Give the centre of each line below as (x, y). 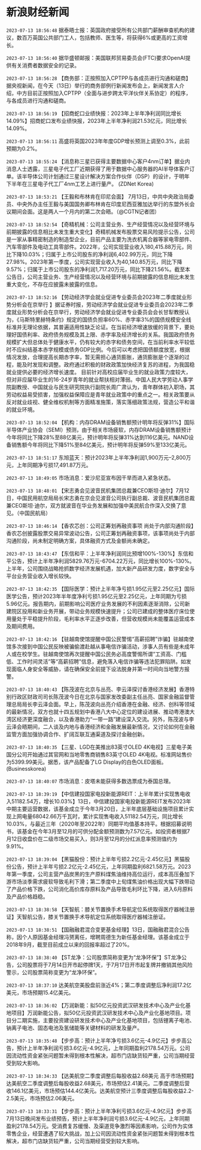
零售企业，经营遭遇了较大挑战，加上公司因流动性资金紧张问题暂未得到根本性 (100, 1133)
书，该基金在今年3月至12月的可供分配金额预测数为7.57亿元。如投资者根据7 (98, 831)
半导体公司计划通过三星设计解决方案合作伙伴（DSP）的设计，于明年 (106, 176)
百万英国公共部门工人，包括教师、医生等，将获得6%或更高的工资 (102, 37)
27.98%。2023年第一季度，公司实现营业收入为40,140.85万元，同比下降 (94, 262)
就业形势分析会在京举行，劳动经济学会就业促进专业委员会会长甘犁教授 (98, 312)
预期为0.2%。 (23, 148)
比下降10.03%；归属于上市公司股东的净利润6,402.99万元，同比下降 (90, 254)
